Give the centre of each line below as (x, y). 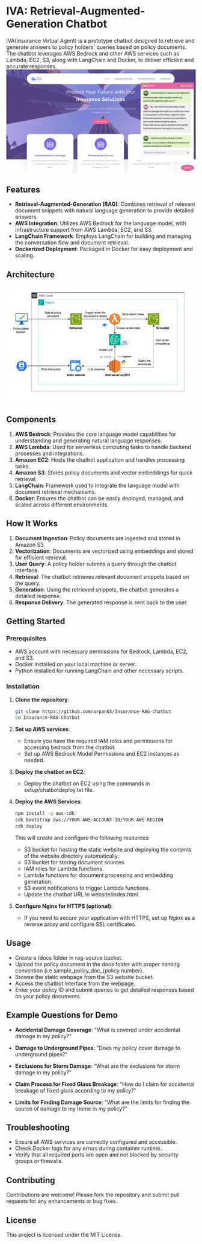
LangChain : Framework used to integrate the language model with (97, 485)
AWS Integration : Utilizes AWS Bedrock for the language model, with (100, 223)
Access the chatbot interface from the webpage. (75, 983)
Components (31, 420)
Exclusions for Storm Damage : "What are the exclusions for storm (97, 1066)
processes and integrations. (49, 453)
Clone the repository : (42, 700)
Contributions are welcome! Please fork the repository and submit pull (93, 1195)
